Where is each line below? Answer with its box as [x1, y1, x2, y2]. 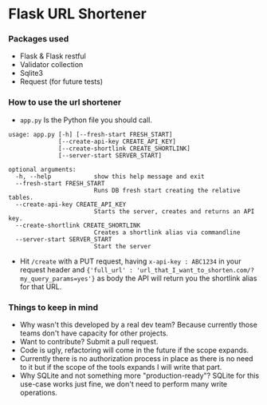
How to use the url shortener [8, 97, 122, 108]
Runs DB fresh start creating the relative [93, 186, 241, 194]
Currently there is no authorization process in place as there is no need [19, 354, 253, 363]
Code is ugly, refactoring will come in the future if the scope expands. [19, 345, 249, 355]
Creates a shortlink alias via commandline [93, 228, 241, 236]
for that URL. [19, 281, 62, 292]
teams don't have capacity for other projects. [19, 328, 169, 338]
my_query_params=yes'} [19, 275, 96, 283]
